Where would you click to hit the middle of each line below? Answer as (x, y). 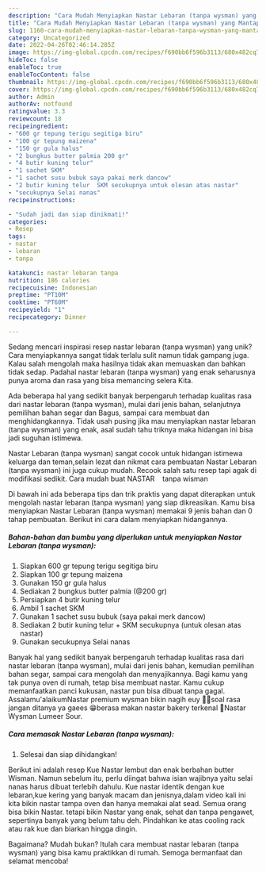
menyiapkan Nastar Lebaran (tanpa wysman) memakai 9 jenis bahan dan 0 (130, 511)
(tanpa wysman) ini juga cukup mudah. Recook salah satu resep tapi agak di (133, 470)
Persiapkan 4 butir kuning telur (70, 599)
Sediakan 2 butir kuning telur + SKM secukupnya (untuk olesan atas (130, 624)
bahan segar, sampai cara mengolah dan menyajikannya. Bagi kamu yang (128, 674)
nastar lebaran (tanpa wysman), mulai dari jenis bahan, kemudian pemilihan (131, 665)
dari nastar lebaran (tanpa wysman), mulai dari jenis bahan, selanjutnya (125, 404)
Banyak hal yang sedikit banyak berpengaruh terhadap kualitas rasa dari (126, 657)
